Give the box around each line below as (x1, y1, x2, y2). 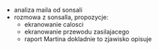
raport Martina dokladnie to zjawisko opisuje (24, 35, 152, 43)
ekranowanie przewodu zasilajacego (24, 27, 130, 36)
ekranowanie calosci (24, 21, 84, 28)
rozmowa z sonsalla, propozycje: (13, 13, 109, 21)
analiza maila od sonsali (13, 6, 82, 14)
